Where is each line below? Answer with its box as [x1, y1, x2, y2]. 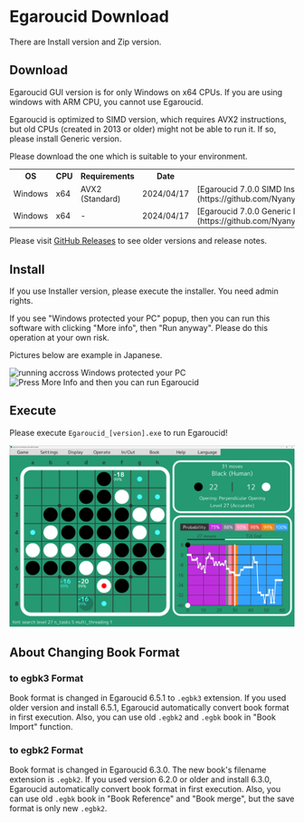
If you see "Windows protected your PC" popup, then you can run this [9, 313, 271, 324]
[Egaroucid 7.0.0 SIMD [196, 183, 282, 194]
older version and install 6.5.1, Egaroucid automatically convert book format [9, 702, 290, 712]
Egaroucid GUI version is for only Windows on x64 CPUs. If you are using [9, 86, 283, 97]
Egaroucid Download [9, 6, 169, 27]
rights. [9, 295, 33, 306]
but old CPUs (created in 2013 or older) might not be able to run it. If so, [9, 123, 277, 134]
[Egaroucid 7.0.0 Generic [196, 206, 291, 217]
